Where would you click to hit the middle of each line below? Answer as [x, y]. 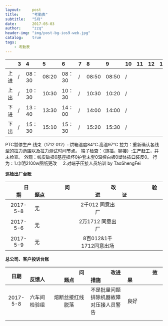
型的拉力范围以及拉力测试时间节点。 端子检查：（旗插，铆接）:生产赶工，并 [82, 151]
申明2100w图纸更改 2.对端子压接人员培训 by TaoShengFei [79, 163]
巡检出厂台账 [18, 174]
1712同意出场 [98, 246]
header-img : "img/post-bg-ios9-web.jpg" [48, 33]
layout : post [23, 10]
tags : [11, 42]
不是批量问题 [106, 290]
